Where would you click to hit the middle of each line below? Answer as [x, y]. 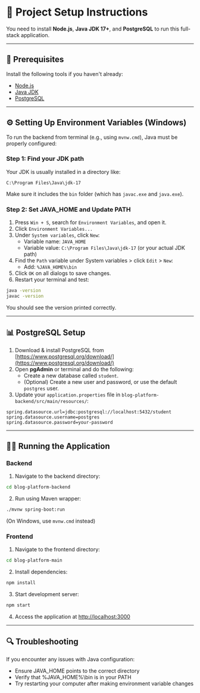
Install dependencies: [41, 572]
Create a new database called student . [71, 375]
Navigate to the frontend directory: [57, 549]
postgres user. [41, 388]
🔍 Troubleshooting [42, 642]
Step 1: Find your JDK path [45, 159]
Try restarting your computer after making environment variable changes [104, 683]
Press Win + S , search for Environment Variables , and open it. [90, 222]
